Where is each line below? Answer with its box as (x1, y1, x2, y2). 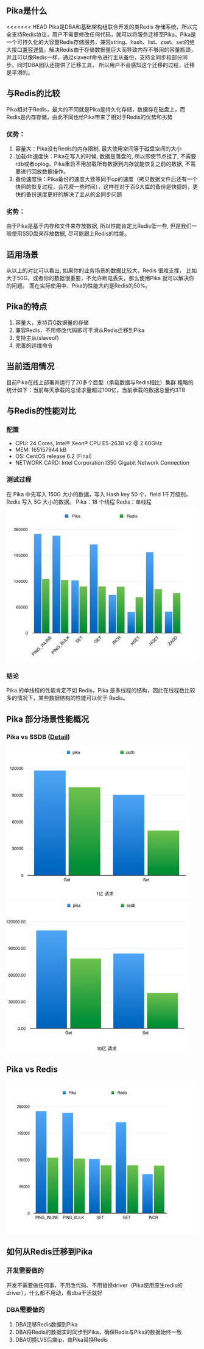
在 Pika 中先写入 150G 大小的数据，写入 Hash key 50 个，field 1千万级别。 (6, 490, 192, 498)
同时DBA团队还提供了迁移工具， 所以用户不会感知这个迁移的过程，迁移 (16, 61, 195, 68)
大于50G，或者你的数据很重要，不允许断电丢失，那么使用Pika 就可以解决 (6, 275, 189, 282)
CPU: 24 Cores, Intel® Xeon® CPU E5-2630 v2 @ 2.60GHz (15, 440, 163, 447)
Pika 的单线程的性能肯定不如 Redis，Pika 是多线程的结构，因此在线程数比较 (6, 687, 195, 694)
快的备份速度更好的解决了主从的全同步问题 (15, 191, 122, 198)
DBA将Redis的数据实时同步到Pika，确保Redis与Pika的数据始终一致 (15, 1328, 183, 1336)
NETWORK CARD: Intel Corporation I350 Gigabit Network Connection (15, 459, 190, 467)
